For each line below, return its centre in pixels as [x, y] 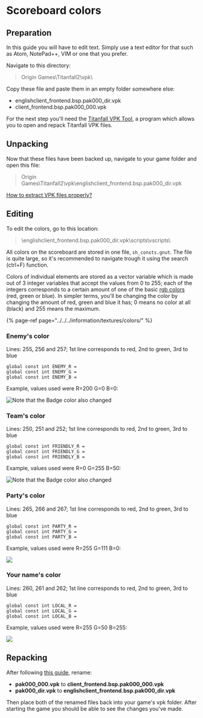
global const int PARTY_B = [42, 537]
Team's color [26, 416]
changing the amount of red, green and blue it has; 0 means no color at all [98, 302]
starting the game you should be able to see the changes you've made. [95, 708]
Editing [20, 214]
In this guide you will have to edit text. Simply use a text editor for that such [100, 47]
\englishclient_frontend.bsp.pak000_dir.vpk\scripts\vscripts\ [96, 240]
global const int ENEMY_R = [42, 366]
